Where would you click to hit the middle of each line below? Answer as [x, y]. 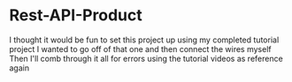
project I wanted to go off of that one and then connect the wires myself [140, 48]
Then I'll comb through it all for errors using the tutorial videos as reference [146, 58]
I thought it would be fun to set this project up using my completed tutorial [144, 40]
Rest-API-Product [76, 15]
